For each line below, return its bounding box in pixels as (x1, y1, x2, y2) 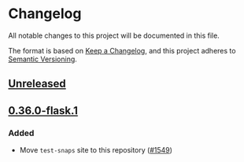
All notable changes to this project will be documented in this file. (8, 31, 220, 40)
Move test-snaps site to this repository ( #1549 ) (19, 145, 173, 155)
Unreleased (8, 77, 67, 90)
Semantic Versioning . (8, 54, 77, 64)
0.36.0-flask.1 (8, 104, 79, 117)
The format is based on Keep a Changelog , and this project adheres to (8, 46, 236, 55)
